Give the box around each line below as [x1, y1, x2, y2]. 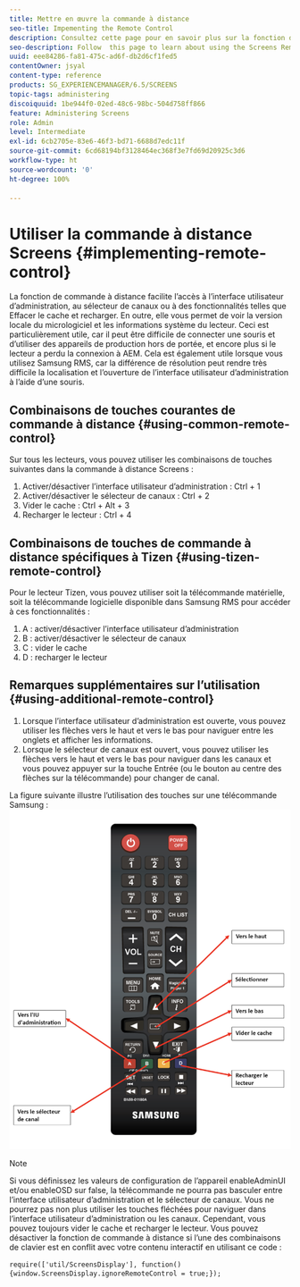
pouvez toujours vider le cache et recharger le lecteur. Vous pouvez [9, 1223, 259, 1233]
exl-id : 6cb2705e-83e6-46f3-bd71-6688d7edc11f [9, 137, 186, 147]
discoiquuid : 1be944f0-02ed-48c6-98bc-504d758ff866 [9, 99, 205, 108]
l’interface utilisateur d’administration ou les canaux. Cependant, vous [9, 1214, 266, 1224]
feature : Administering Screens [9, 108, 129, 118]
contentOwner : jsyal [9, 62, 87, 71]
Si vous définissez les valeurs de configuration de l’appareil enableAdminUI [9, 1175, 286, 1186]
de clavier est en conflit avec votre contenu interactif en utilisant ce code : [9, 1242, 282, 1253]
